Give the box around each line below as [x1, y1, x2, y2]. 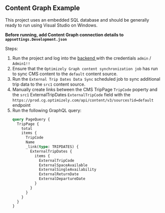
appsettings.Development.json [5, 37, 67, 42]
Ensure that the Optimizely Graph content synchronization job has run [12, 65, 158, 71]
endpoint [12, 102, 31, 108]
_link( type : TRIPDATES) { [25, 145, 79, 150]
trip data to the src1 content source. [12, 81, 86, 87]
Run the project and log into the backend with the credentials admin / [12, 55, 151, 61]
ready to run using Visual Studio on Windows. [5, 22, 98, 28]
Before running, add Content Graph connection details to [5, 31, 124, 37]
